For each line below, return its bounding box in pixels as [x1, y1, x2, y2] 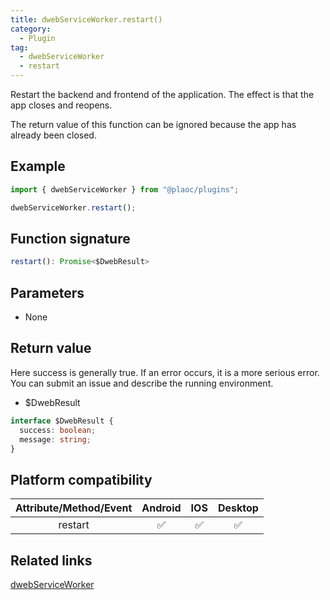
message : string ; [19, 434, 92, 445]
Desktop [217, 501, 259, 515]
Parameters [10, 284, 85, 301]
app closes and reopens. [10, 99, 113, 111]
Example [10, 158, 66, 175]
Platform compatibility [10, 471, 153, 488]
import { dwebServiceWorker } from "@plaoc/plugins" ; [10, 184, 240, 195]
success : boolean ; [19, 425, 97, 435]
